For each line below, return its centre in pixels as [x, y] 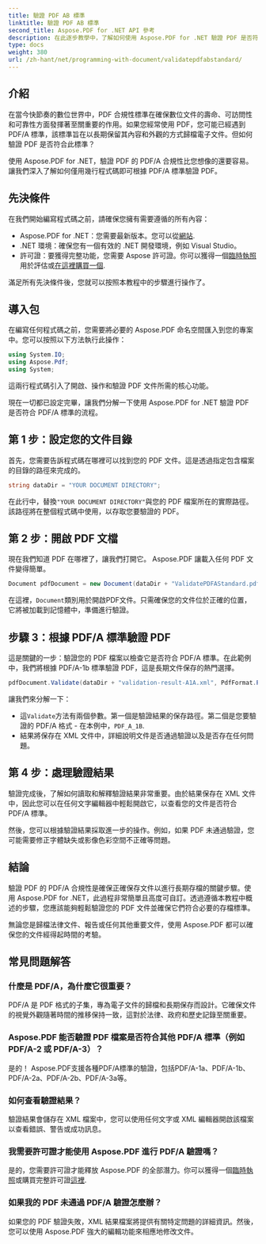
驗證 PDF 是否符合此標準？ [52, 144]
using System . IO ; [37, 355]
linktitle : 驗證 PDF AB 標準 [54, 23]
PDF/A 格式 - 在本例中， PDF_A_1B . [90, 726]
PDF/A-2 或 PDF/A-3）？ [56, 1049]
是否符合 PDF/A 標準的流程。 [55, 412]
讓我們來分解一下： [40, 699]
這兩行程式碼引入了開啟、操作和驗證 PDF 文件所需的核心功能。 [111, 386]
